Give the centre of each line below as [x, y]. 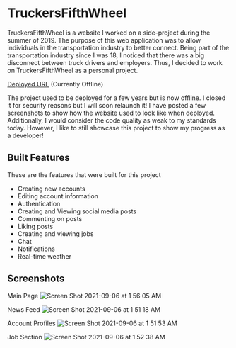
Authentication [39, 203]
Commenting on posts [50, 218]
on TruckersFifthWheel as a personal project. [73, 70]
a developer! [25, 135]
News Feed [24, 309]
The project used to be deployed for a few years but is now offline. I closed [117, 98]
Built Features [39, 158]
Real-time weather [45, 256]
